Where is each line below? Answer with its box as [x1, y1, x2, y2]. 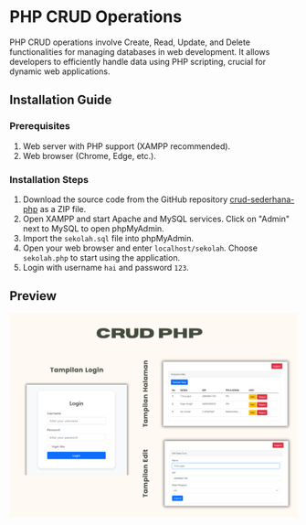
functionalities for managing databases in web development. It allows [9, 46, 270, 57]
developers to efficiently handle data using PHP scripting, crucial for [9, 56, 267, 67]
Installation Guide [9, 92, 112, 108]
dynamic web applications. [9, 66, 111, 77]
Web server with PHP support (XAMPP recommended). [22, 140, 231, 152]
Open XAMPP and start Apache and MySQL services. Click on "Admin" [22, 213, 290, 224]
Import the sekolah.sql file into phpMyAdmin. [22, 232, 195, 243]
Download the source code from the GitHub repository [22, 194, 228, 205]
